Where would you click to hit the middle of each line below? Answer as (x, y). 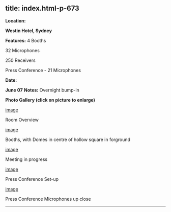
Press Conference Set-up (32, 179)
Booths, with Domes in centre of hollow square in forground (68, 139)
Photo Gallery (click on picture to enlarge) (50, 100)
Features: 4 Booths (26, 40)
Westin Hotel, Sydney (29, 31)
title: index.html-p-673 (42, 8)
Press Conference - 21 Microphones (43, 70)
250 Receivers (20, 60)
